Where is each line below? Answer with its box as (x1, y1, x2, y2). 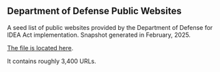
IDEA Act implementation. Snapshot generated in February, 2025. (7, 31, 191, 39)
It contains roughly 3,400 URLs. (7, 57, 97, 65)
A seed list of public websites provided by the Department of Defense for (7, 23, 213, 31)
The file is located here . (7, 43, 74, 52)
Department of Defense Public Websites (7, 5, 182, 17)
